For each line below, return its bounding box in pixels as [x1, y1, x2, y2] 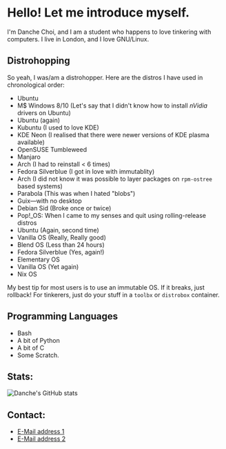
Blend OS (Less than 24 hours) [17, 240, 105, 249]
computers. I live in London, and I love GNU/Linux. [7, 34, 150, 43]
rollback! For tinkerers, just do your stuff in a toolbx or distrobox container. [7, 290, 220, 299]
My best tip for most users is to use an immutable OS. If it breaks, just [7, 283, 205, 291]
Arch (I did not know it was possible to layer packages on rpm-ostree [17, 174, 212, 183]
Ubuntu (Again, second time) [17, 226, 100, 234]
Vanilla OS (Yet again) [17, 262, 79, 270]
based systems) [17, 181, 63, 190]
